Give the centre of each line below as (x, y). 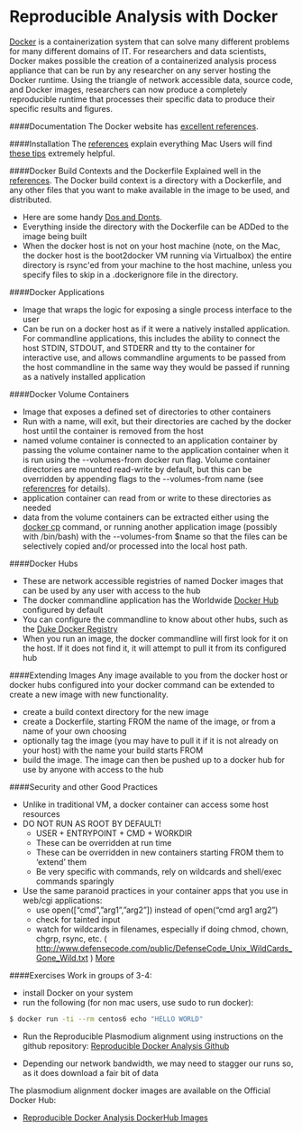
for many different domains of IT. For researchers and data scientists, (138, 51)
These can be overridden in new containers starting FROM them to (160, 852)
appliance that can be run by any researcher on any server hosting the (140, 70)
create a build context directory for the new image (115, 711)
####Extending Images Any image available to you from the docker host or (149, 675)
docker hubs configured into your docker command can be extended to (142, 684)
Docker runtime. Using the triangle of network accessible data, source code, (151, 79)
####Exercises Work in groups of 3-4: (81, 975)
